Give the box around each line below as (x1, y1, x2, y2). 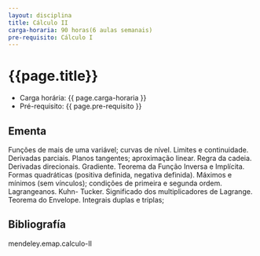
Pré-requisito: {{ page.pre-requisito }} (19, 101, 142, 111)
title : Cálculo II (8, 19, 68, 27)
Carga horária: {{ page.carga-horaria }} (19, 93, 147, 103)
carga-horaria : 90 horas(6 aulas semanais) (8, 26, 153, 34)
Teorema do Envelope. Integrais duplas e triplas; (8, 196, 165, 204)
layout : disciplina (8, 11, 72, 20)
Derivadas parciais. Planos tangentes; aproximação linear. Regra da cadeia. (8, 154, 252, 163)
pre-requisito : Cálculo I (8, 33, 93, 42)
